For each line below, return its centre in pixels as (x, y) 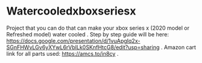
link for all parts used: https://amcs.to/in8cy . (62, 53)
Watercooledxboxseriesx (71, 11)
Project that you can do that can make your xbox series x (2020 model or (98, 28)
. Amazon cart (179, 47)
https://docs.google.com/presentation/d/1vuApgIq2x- (73, 41)
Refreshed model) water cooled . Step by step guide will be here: (88, 34)
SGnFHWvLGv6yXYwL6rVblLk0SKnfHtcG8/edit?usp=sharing (83, 47)
